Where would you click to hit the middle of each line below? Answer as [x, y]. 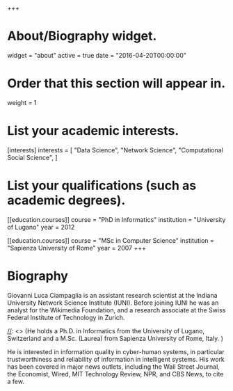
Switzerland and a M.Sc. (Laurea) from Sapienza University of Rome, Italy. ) [115, 338]
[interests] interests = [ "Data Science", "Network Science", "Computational [115, 150]
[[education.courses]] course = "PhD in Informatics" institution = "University [116, 219]
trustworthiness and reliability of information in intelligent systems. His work [116, 359]
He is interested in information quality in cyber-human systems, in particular [116, 351]
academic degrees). [66, 200]
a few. [16, 381]
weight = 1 [22, 102]
